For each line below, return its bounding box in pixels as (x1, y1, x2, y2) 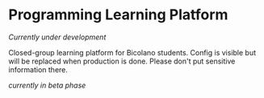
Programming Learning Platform (8, 6, 228, 24)
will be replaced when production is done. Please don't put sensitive (8, 56, 236, 66)
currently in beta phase (8, 80, 86, 90)
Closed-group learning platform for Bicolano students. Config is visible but (8, 47, 257, 57)
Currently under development (8, 32, 107, 42)
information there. (8, 64, 69, 74)
